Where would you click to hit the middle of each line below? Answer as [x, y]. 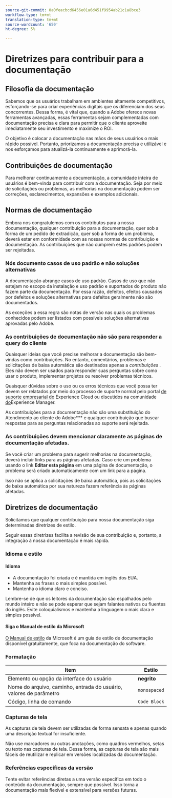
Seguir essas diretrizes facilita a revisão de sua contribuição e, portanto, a [84, 535]
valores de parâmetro [34, 693]
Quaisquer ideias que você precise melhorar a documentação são [75, 354]
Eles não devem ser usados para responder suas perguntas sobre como [81, 371]
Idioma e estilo [24, 554]
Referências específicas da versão [49, 768]
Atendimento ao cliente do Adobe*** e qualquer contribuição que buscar [82, 418]
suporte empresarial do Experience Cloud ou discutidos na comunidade [81, 397]
